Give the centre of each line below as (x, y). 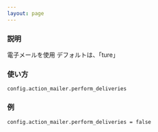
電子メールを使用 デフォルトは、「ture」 (63, 55)
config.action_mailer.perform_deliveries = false (79, 122)
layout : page (26, 13)
